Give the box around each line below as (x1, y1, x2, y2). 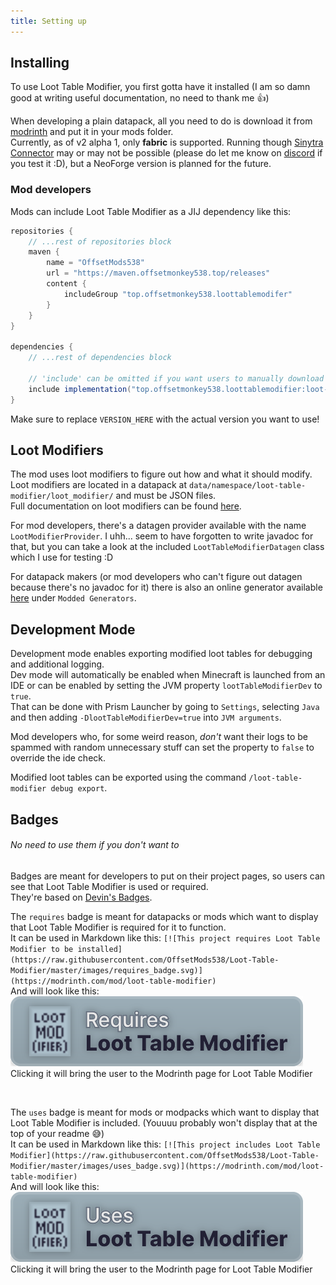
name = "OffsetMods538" (46, 258, 145, 268)
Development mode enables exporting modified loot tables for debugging (10, 648, 313, 660)
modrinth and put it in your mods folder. (10, 126, 174, 138)
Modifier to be (10, 944, 74, 954)
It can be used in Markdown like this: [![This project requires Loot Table (10, 931, 321, 944)
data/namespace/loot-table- (188, 481, 307, 491)
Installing (10, 55, 70, 72)
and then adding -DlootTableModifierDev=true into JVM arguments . (10, 711, 282, 724)
